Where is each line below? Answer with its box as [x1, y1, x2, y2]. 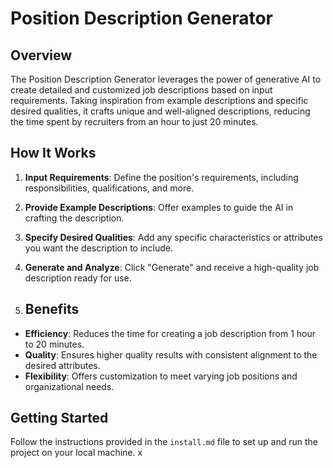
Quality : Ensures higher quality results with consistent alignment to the [24, 348, 318, 361]
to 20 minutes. [24, 338, 85, 350]
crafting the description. [24, 212, 125, 224]
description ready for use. [24, 272, 132, 284]
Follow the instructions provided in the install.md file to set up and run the [10, 436, 318, 448]
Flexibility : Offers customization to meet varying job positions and [24, 370, 298, 382]
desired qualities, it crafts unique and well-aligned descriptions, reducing [10, 105, 311, 117]
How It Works [10, 145, 97, 162]
